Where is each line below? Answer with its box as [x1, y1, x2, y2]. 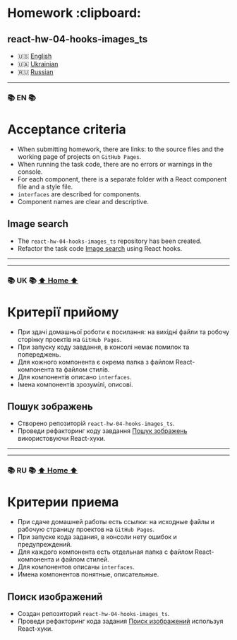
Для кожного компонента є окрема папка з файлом [17, 357, 174, 366]
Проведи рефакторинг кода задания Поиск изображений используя [17, 617, 224, 626]
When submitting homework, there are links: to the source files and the [17, 145, 224, 153]
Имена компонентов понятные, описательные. [17, 570, 159, 579]
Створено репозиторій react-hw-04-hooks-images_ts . [17, 419, 175, 428]
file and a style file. [17, 182, 73, 191]
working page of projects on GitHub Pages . [17, 152, 142, 160]
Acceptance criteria [7, 122, 127, 138]
